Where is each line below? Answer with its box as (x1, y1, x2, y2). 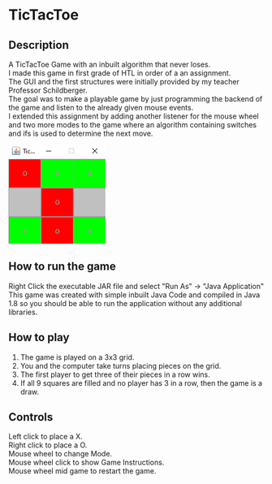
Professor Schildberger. (8, 85, 88, 95)
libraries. (8, 307, 38, 317)
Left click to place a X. (8, 432, 83, 442)
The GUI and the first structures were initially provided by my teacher (8, 77, 240, 86)
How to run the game (8, 260, 116, 274)
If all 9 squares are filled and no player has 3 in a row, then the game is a (19, 378, 262, 387)
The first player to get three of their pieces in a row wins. (19, 369, 211, 379)
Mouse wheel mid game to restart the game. (8, 466, 157, 476)
